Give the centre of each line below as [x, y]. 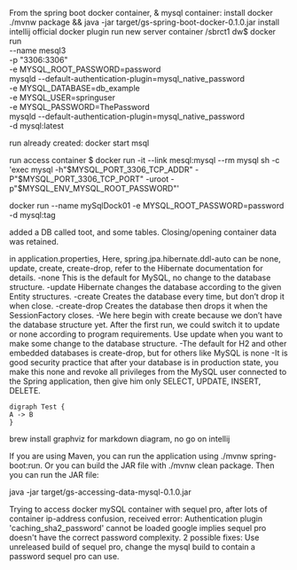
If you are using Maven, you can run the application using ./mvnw [129, 456]
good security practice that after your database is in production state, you [144, 362]
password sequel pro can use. [64, 556]
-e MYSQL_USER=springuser [62, 98]
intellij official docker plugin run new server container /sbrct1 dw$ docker [143, 31]
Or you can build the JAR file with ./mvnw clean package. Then [159, 465]
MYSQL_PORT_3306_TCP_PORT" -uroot [96, 179]
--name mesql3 [38, 51]
